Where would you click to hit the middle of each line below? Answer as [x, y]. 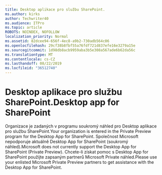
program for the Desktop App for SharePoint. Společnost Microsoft [72, 136]
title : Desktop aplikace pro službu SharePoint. [55, 9]
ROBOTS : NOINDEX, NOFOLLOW [32, 32]
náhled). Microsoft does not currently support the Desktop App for [71, 146]
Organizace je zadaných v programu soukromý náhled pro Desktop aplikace [81, 126]
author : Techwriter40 [27, 18]
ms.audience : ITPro [25, 23]
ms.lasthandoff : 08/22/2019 [33, 64]
